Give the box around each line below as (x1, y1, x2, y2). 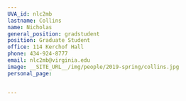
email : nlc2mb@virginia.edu (7, 57, 91, 64)
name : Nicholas (7, 23, 53, 31)
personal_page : (7, 70, 53, 77)
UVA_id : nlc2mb (7, 10, 53, 18)
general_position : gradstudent (7, 30, 100, 38)
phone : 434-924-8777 (7, 51, 69, 58)
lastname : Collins (7, 17, 62, 24)
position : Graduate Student (7, 37, 91, 44)
